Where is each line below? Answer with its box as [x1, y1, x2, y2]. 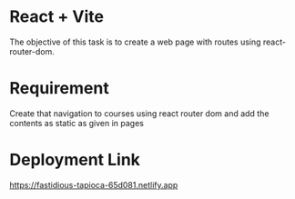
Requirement [9, 78, 109, 99]
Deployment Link [9, 150, 141, 170]
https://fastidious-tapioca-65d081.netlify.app [9, 179, 178, 190]
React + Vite [9, 6, 105, 27]
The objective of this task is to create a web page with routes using [9, 36, 261, 47]
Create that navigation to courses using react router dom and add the [9, 107, 270, 119]
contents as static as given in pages [9, 117, 144, 128]
